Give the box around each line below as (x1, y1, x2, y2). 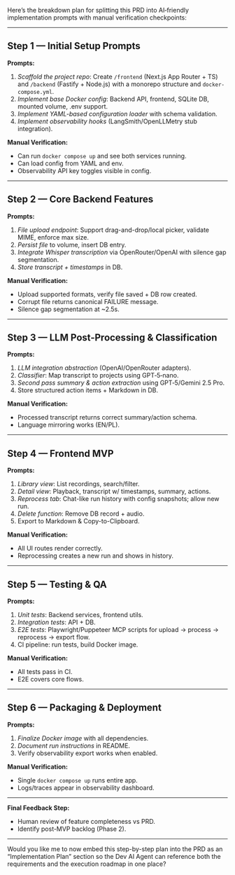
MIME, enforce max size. (17, 233, 90, 241)
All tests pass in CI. (17, 668, 73, 676)
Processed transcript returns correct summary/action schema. (17, 413, 197, 422)
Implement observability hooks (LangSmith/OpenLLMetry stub (17, 117, 197, 125)
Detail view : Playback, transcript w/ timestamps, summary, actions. (17, 487, 211, 496)
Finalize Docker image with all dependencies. (17, 733, 149, 742)
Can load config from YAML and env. (17, 159, 124, 167)
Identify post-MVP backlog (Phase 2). (17, 825, 127, 833)
